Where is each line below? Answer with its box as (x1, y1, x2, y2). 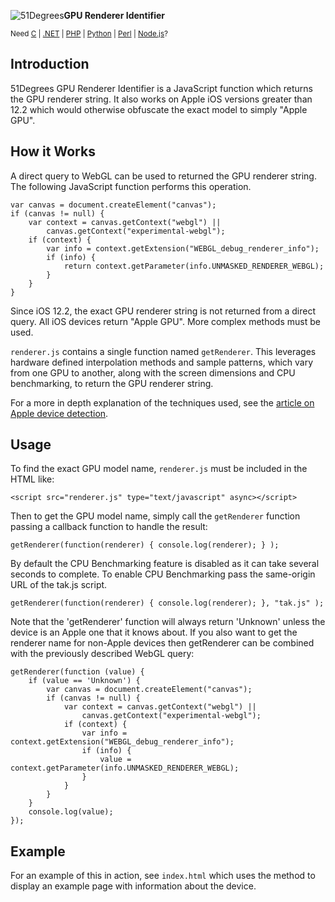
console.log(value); (28, 807, 114, 817)
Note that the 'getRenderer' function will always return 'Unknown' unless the (10, 616, 326, 628)
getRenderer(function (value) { (10, 667, 145, 677)
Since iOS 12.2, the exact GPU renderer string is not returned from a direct (10, 305, 317, 317)
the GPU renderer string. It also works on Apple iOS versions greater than (10, 93, 313, 105)
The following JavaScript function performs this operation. (10, 180, 252, 192)
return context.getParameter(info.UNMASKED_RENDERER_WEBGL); (63, 261, 325, 271)
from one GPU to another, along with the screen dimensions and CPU (10, 366, 296, 379)
